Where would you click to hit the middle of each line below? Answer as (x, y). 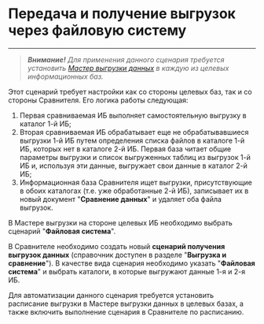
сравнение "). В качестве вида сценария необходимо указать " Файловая (132, 263)
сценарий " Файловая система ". (62, 231)
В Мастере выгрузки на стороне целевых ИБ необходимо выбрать (121, 222)
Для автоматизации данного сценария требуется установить (111, 295)
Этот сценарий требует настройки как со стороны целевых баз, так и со (130, 91)
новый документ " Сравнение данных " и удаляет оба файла (121, 199)
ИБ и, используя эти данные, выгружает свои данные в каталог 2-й (133, 166)
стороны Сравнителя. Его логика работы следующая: (98, 100)
